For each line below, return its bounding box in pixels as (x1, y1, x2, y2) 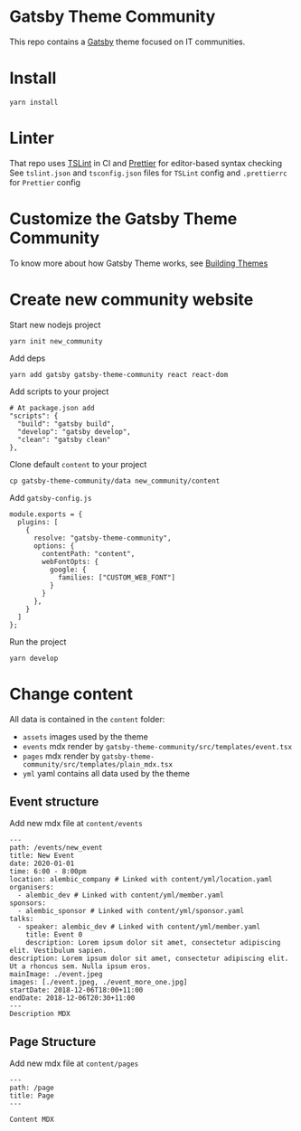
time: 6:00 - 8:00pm (9, 867, 88, 876)
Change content (9, 683, 134, 704)
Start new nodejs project (9, 319, 101, 330)
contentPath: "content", (42, 549, 136, 558)
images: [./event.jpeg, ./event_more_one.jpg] (9, 978, 188, 987)
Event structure (9, 794, 99, 810)
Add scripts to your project (9, 386, 109, 397)
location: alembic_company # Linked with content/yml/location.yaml (9, 875, 273, 884)
